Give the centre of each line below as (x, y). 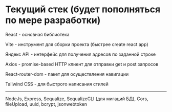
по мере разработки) (53, 20)
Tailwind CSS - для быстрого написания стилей (57, 84)
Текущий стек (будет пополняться (83, 9)
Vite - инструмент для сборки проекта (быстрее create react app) (77, 44)
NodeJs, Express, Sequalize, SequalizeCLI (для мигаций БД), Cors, (77, 99)
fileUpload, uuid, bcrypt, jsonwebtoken (46, 104)
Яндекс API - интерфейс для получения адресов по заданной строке (81, 54)
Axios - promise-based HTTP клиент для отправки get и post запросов (82, 64)
